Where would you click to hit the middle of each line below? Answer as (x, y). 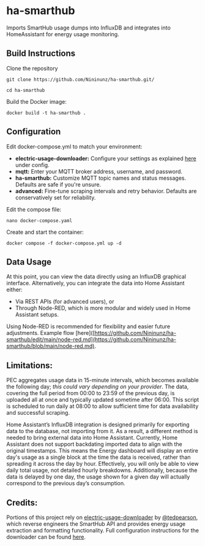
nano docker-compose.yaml (39, 221)
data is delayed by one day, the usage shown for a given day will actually (98, 477)
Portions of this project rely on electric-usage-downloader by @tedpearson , (102, 517)
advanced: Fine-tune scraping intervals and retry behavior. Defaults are (106, 191)
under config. (32, 165)
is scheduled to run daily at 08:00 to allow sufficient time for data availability (102, 406)
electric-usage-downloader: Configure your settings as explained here (106, 158)
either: (14, 290)
